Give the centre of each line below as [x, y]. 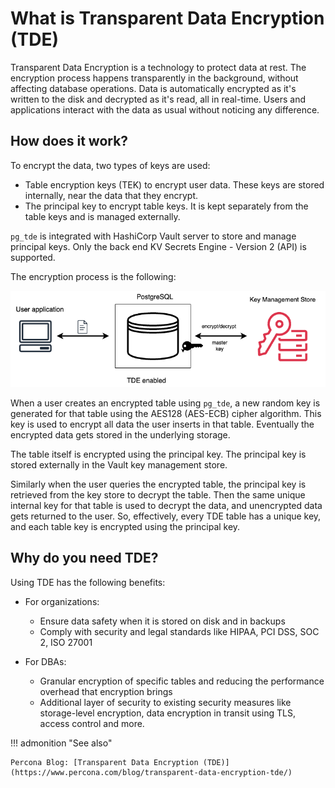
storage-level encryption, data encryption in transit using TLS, [167, 713]
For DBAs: [45, 661]
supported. [33, 257]
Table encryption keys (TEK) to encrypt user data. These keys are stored [174, 184]
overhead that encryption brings [106, 691]
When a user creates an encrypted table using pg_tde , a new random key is [165, 403]
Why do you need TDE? [84, 558]
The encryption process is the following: [93, 276]
